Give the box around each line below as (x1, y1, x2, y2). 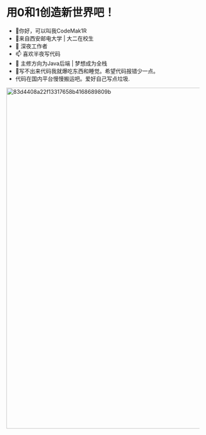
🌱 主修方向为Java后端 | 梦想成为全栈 (15, 60, 107, 67)
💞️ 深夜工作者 (15, 42, 48, 50)
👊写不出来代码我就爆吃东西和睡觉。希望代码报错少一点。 (15, 67, 159, 74)
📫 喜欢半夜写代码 (15, 50, 61, 57)
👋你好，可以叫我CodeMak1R (15, 27, 87, 34)
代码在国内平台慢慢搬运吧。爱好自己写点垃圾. (15, 75, 130, 82)
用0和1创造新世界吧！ (6, 6, 115, 20)
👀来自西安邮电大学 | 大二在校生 (15, 34, 94, 42)
